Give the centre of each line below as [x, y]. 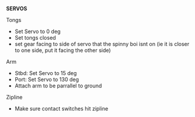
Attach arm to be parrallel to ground [58, 86]
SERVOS [17, 9]
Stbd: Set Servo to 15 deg [45, 73]
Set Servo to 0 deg [38, 31]
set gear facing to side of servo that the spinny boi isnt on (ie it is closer [102, 44]
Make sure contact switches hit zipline [61, 108]
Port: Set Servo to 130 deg [47, 79]
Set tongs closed [35, 38]
